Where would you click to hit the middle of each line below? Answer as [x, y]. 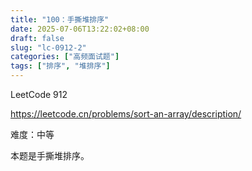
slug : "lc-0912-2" [48, 47]
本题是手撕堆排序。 [50, 155]
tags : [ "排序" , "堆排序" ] [60, 66]
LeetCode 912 [39, 94]
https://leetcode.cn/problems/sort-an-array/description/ [126, 114]
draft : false [37, 38]
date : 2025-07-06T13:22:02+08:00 [80, 29]
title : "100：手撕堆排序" [60, 19]
